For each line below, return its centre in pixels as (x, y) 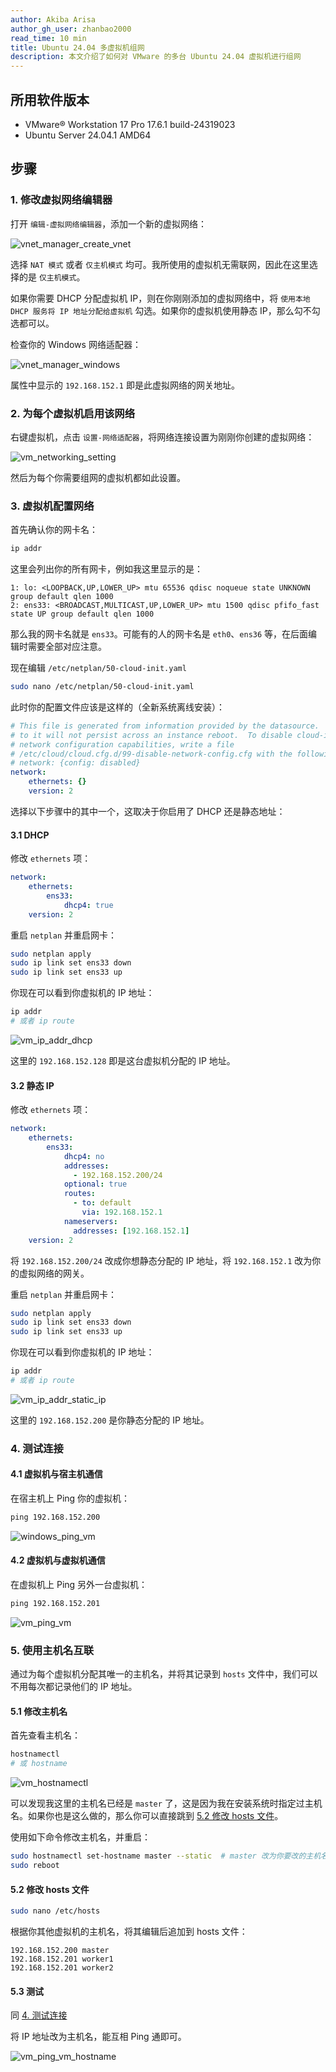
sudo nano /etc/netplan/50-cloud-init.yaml (102, 687)
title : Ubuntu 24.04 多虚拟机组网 (77, 47)
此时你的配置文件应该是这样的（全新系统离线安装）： (117, 707)
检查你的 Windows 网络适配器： (76, 344)
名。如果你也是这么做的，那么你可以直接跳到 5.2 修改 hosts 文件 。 (147, 1816)
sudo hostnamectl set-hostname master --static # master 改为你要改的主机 (166, 1856)
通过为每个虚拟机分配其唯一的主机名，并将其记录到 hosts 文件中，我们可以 (164, 1674)
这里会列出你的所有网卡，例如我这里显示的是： (106, 569)
